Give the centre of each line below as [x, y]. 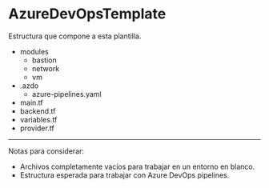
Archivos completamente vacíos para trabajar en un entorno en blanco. [137, 166]
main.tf [32, 102]
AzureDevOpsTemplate [87, 14]
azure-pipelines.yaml [66, 94]
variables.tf [38, 119]
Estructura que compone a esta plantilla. [75, 36]
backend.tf [38, 111]
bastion [44, 60]
